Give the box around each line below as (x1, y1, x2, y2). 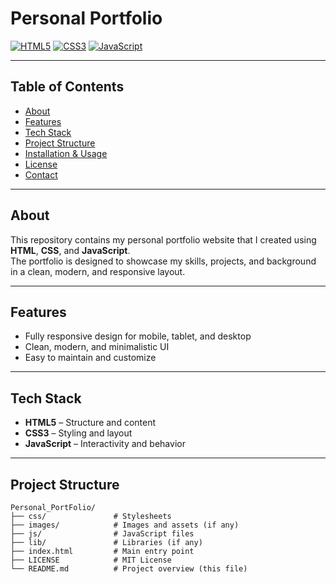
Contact (24, 168, 58, 181)
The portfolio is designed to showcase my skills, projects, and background (10, 255, 317, 267)
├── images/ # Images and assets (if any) (10, 520, 240, 530)
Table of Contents (10, 78, 125, 96)
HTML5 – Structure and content (24, 417, 157, 429)
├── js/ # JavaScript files (10, 529, 195, 539)
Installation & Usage (24, 147, 108, 159)
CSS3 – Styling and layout (24, 427, 133, 439)
